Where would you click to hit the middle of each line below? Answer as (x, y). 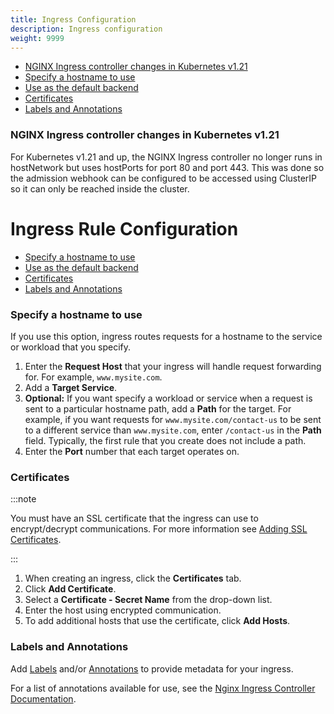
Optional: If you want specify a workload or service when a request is (168, 398)
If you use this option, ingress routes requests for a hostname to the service (166, 336)
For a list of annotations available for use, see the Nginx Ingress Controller (163, 688)
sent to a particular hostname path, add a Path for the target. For (158, 408)
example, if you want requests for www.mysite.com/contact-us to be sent (173, 419)
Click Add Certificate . (70, 589)
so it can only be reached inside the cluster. (100, 188)
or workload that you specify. (71, 347)
